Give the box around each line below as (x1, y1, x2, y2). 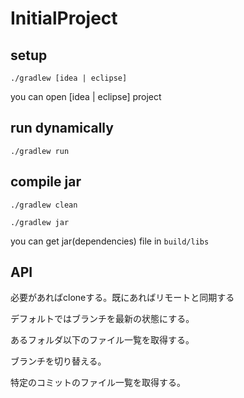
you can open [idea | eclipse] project (10, 91, 162, 102)
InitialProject (10, 7, 118, 30)
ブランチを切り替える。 (10, 355, 107, 367)
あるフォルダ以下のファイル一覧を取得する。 (10, 334, 195, 346)
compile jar (10, 173, 82, 191)
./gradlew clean (10, 200, 78, 210)
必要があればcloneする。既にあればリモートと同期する (10, 292, 235, 304)
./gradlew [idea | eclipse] (10, 73, 128, 83)
